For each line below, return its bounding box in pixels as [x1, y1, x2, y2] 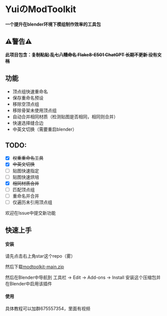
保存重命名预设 [12, 95, 44, 101]
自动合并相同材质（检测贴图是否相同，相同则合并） [12, 113, 118, 120]
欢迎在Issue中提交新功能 [5, 210, 56, 216]
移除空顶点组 [12, 101, 39, 107]
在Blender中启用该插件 [5, 281, 52, 287]
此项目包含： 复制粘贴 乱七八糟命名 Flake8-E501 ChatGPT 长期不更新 [5, 51, 148, 57]
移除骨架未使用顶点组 [12, 107, 57, 113]
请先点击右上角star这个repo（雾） [5, 253, 76, 259]
